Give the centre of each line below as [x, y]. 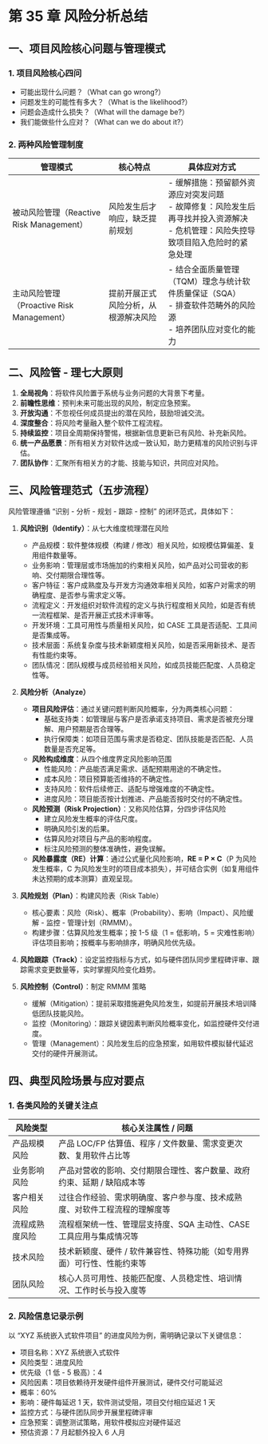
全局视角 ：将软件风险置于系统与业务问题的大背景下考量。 [114, 393]
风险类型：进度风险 [51, 1362]
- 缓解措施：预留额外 [208, 183]
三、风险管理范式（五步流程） [82, 491]
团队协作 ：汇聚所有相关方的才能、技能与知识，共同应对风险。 [121, 462]
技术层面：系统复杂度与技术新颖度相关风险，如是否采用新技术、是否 [144, 645]
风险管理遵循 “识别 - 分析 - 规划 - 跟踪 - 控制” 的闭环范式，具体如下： [122, 511]
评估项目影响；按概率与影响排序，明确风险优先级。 [116, 942]
